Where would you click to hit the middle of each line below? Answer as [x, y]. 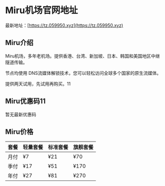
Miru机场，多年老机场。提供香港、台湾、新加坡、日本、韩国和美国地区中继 [82, 56]
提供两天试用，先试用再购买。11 [38, 83]
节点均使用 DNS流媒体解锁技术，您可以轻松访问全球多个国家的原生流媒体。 [83, 73]
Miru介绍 [19, 43]
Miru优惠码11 [25, 101]
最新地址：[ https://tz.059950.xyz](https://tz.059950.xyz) [64, 25]
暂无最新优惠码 [21, 114]
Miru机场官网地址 [42, 10]
